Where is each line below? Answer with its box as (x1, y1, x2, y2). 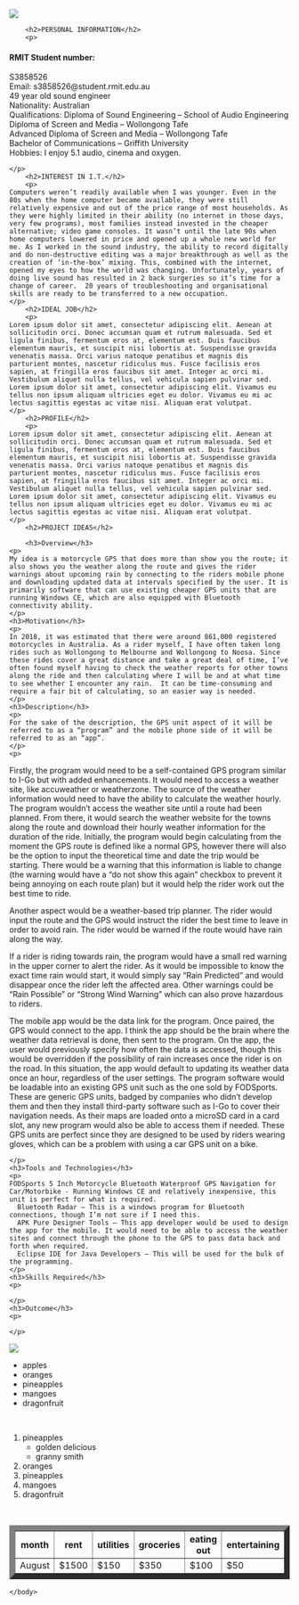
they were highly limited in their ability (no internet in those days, (9, 211, 285, 221)
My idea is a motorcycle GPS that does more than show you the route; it (9, 554, 289, 564)
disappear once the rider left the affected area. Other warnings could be (9, 979, 274, 990)
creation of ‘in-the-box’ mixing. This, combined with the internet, (9, 258, 273, 267)
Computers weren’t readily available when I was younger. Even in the (9, 188, 277, 197)
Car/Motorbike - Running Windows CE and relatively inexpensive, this (9, 1187, 277, 1197)
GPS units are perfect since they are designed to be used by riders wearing (9, 1129, 286, 1140)
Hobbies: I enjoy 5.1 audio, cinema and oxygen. (9, 147, 182, 159)
